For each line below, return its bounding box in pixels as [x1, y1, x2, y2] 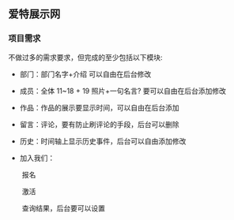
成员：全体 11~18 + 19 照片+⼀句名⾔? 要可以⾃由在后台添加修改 [19, 86, 227, 95]
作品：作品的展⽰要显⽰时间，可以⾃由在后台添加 [19, 103, 179, 112]
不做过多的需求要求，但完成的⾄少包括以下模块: [8, 52, 164, 62]
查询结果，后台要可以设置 [21, 203, 105, 213]
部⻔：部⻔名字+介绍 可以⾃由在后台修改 [19, 69, 152, 79]
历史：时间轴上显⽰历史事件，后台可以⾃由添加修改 [19, 136, 187, 146]
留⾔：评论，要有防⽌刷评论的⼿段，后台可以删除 [19, 119, 179, 129]
